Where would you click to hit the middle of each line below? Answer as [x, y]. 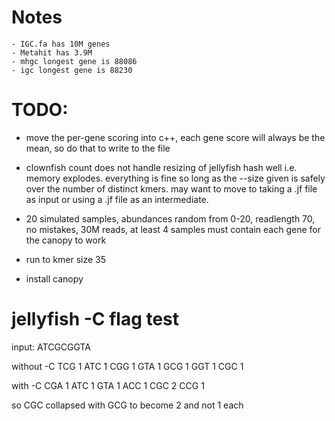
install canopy [54, 278]
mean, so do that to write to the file [98, 148]
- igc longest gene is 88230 [72, 70]
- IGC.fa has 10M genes [61, 44]
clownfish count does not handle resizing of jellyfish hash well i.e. [161, 167]
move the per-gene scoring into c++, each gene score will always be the [175, 137]
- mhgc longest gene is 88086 [74, 61]
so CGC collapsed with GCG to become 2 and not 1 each [127, 405]
